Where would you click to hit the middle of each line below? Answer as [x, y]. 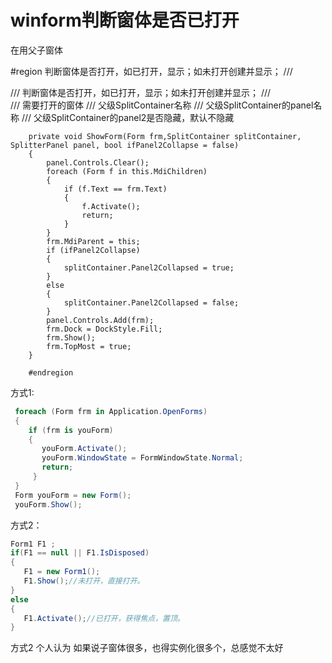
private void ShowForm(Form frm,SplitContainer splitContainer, [165, 136]
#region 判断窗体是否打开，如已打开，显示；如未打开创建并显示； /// [151, 71]
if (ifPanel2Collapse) [93, 250]
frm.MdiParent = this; [93, 241]
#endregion [51, 372]
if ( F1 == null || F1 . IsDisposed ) [80, 553]
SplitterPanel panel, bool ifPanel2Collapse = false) [125, 145]
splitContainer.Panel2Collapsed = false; [151, 302]
